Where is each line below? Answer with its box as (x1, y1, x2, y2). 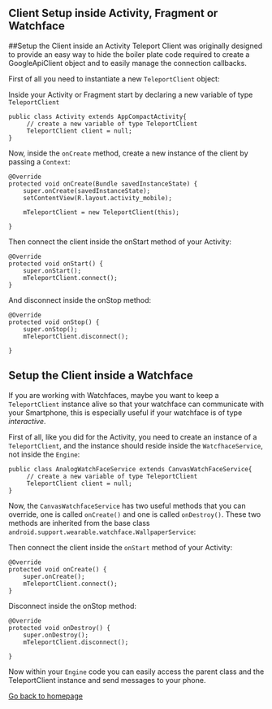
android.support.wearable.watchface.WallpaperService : (8, 527, 196, 536)
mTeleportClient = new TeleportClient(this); (23, 208, 180, 217)
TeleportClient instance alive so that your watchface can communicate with (8, 399, 265, 409)
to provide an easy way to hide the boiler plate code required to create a (8, 49, 250, 59)
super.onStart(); (23, 266, 82, 275)
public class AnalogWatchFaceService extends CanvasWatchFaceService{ (8, 465, 253, 473)
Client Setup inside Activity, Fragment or (8, 7, 218, 20)
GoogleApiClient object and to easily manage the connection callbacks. (8, 58, 248, 68)
